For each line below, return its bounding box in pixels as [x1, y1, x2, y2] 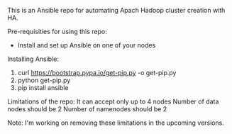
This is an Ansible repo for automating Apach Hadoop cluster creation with [7, 6, 226, 14]
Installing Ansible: [7, 55, 59, 63]
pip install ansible [17, 84, 69, 91]
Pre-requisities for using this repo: [7, 28, 108, 35]
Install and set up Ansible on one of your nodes [17, 41, 156, 49]
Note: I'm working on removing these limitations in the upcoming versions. [7, 118, 225, 127]
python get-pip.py [17, 76, 71, 84]
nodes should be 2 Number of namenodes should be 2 [7, 105, 167, 113]
